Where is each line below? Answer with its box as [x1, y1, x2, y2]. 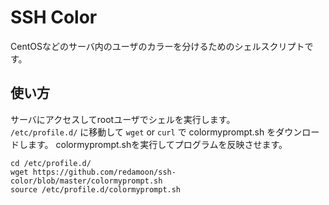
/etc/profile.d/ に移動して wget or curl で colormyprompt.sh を [10, 126, 277, 138]
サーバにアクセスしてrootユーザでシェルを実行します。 [10, 113, 236, 125]
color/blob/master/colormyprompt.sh [10, 176, 163, 186]
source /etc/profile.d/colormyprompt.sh [10, 184, 182, 195]
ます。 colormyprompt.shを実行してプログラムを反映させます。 [27, 138, 288, 150]
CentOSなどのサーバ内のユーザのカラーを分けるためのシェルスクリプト [10, 40, 305, 52]
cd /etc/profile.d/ [10, 158, 92, 168]
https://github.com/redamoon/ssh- [32, 167, 177, 177]
